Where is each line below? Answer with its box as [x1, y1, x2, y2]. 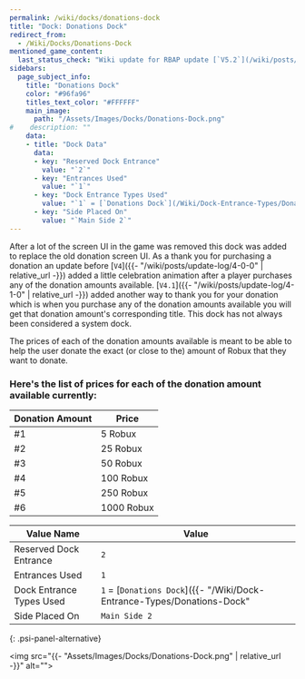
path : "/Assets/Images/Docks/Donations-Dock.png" [33, 114, 225, 123]
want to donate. [9, 355, 68, 366]
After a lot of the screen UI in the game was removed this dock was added [9, 241, 288, 251]
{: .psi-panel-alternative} [9, 633, 102, 644]
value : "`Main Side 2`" [42, 215, 132, 225]
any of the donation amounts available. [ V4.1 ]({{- [9, 279, 192, 290]
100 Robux [101, 471, 149, 484]
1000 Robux [101, 501, 154, 514]
